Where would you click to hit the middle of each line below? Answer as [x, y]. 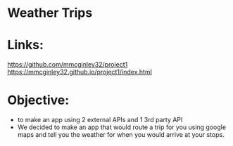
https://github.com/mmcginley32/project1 [68, 65]
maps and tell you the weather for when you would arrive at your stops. [121, 135]
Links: [26, 45]
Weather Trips [50, 13]
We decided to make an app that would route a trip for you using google [122, 127]
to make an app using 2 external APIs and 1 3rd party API [100, 120]
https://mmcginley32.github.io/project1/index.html [80, 72]
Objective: [38, 100]
